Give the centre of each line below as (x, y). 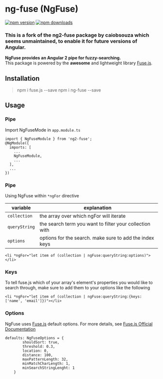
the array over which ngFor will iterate (83, 216)
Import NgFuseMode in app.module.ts (43, 130)
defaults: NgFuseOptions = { (34, 338)
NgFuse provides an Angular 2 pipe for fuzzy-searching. (63, 58)
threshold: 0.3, (39, 346)
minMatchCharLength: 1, (46, 363)
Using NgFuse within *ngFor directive (42, 196)
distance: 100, (38, 355)
